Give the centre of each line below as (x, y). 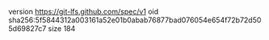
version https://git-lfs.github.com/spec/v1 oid (84, 12)
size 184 (62, 28)
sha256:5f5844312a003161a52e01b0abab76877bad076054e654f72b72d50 (135, 20)
